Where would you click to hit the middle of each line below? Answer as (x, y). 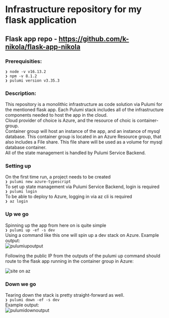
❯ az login (17, 201)
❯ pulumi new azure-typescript (38, 182)
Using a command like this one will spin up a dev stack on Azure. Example (82, 235)
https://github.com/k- (94, 39)
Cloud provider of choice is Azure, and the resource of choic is (71, 121)
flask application (41, 20)
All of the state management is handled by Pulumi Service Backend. (76, 153)
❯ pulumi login (21, 192)
